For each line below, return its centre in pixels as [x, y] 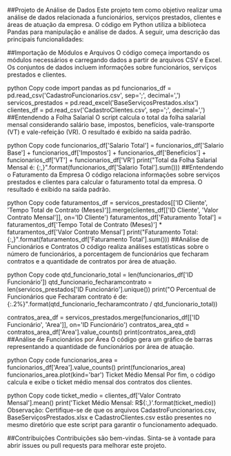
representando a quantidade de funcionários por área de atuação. [101, 347]
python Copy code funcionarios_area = [63, 360]
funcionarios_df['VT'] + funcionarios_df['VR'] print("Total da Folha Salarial [112, 160]
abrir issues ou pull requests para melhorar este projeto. [87, 445]
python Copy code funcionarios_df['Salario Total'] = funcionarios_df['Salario [115, 145]
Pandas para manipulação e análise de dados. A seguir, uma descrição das [114, 32]
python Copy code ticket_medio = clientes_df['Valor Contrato [94, 395]
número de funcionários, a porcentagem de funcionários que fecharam [108, 254]
